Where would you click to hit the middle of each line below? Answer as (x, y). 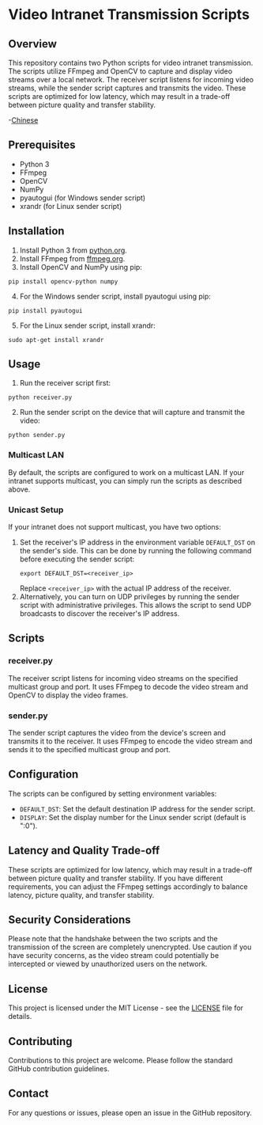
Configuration (43, 775)
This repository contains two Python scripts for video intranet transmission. (131, 63)
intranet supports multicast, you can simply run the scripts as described (125, 481)
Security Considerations (70, 920)
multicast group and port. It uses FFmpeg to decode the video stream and (128, 686)
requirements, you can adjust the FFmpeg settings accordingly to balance (128, 886)
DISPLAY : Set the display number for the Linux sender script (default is (133, 817)
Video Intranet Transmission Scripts (129, 15)
